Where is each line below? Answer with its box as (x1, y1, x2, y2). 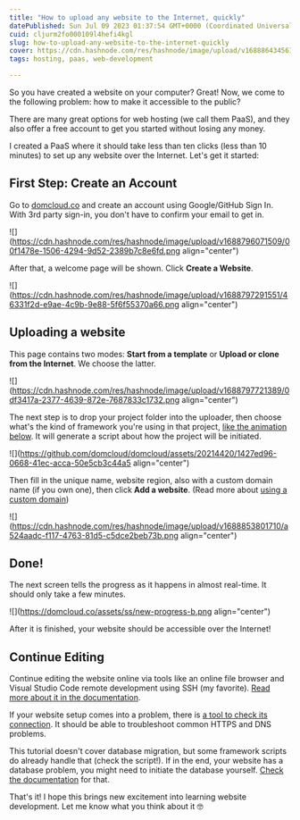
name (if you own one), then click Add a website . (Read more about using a (9, 484, 287, 495)
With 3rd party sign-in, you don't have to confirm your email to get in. (9, 209, 265, 220)
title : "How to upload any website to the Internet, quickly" (9, 13, 246, 22)
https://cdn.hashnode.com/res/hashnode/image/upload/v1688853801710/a (12, 520, 288, 531)
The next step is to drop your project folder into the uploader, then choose (9, 412, 282, 423)
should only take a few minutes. (9, 589, 127, 599)
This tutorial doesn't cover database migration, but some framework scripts (9, 746, 287, 757)
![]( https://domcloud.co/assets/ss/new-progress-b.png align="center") (9, 607, 271, 617)
